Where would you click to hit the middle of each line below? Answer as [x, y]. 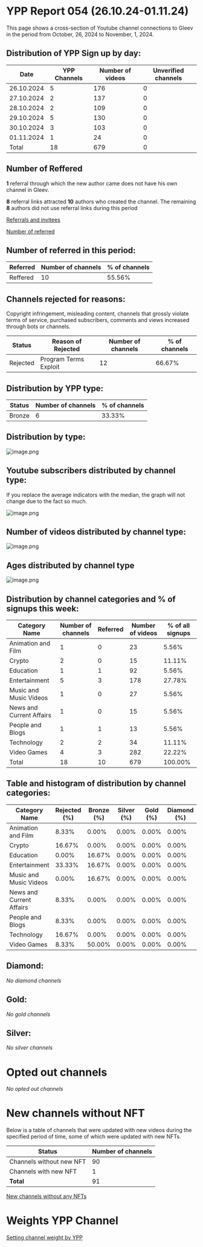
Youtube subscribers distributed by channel [91, 471]
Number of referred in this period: [71, 250]
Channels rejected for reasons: [66, 299]
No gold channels [28, 1014]
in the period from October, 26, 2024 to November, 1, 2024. [80, 34]
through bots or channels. [38, 327]
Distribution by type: [46, 437]
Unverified [169, 70]
